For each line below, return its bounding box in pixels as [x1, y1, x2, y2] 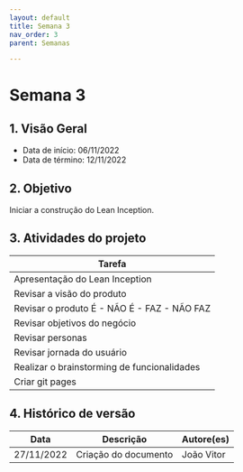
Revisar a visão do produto [13, 287, 127, 300]
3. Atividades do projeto [9, 231, 147, 246]
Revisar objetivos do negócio [13, 317, 137, 329]
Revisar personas [13, 331, 87, 344]
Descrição [102, 432, 148, 445]
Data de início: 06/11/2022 [22, 145, 120, 156]
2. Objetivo [9, 180, 72, 196]
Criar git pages [13, 375, 76, 388]
